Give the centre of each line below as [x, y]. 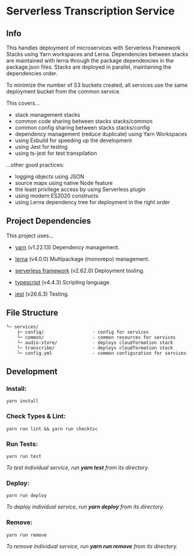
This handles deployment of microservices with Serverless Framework [93, 48]
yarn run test [24, 456]
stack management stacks [47, 115]
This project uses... [30, 236]
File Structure [32, 313]
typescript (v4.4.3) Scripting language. [63, 282]
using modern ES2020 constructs [56, 196]
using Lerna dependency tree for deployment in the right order [92, 202]
